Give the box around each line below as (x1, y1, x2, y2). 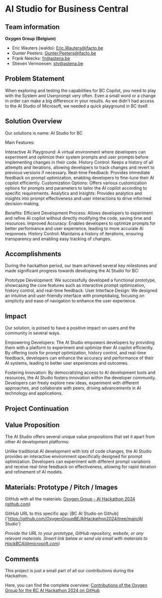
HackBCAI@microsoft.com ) (5, 541, 60, 546)
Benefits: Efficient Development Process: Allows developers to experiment (5, 210, 153, 216)
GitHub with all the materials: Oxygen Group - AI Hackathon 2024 (5, 496, 135, 502)
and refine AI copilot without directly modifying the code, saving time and (5, 215, 151, 221)
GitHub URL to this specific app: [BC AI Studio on (5, 510, 103, 516)
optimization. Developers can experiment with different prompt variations (5, 458, 151, 465)
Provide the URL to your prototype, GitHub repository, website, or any (5, 530, 144, 536)
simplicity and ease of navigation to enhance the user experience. (5, 298, 136, 304)
